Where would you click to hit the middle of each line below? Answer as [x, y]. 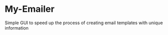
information [17, 28]
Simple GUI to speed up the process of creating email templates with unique [84, 23]
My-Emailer [30, 9]
